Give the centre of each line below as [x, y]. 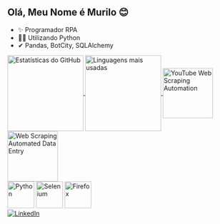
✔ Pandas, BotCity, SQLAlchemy [66, 45]
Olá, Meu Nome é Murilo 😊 [68, 12]
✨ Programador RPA [47, 29]
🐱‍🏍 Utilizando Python [49, 37]
